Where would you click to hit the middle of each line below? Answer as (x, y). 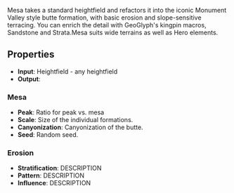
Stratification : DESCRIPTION (59, 168)
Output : (29, 79)
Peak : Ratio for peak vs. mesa (61, 112)
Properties (31, 54)
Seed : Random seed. (48, 135)
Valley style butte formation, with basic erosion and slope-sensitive (104, 18)
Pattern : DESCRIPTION (51, 175)
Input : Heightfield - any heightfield (67, 71)
